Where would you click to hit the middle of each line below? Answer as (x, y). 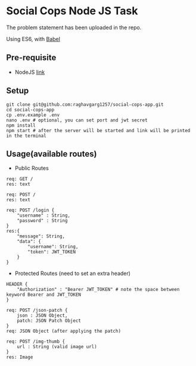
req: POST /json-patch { (37, 311)
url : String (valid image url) (57, 347)
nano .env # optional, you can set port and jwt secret (77, 120)
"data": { (29, 242)
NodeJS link (30, 72)
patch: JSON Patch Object (49, 321)
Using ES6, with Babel (33, 39)
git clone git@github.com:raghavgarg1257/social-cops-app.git (85, 104)
